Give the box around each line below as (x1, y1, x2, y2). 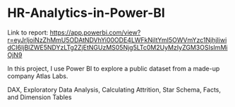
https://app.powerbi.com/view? (49, 28, 141, 37)
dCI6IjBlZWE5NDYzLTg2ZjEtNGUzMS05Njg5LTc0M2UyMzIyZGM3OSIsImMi (7, 43, 228, 51)
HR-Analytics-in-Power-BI (7, 5, 166, 21)
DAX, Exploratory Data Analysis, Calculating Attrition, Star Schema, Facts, (7, 85, 221, 94)
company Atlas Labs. (7, 72, 68, 80)
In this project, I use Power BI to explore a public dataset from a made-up (7, 64, 220, 73)
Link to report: (7, 28, 49, 37)
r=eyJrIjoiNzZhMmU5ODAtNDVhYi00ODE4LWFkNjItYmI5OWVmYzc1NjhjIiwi (7, 35, 227, 44)
